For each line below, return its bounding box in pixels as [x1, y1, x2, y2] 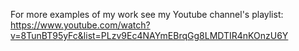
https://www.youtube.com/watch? [10, 19, 151, 31]
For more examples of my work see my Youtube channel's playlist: [10, 9, 284, 20]
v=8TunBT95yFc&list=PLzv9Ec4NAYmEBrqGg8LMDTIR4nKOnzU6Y [10, 30, 289, 41]
